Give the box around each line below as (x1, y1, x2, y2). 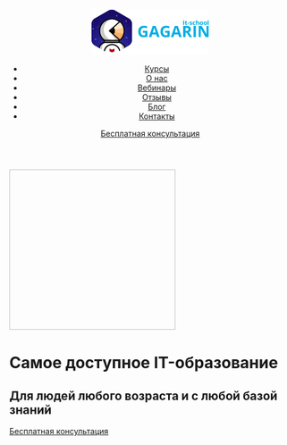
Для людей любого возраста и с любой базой (9, 388, 278, 403)
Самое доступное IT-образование (9, 353, 279, 374)
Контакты (138, 111, 176, 122)
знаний (9, 402, 52, 417)
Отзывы (141, 92, 173, 102)
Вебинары (137, 82, 177, 93)
